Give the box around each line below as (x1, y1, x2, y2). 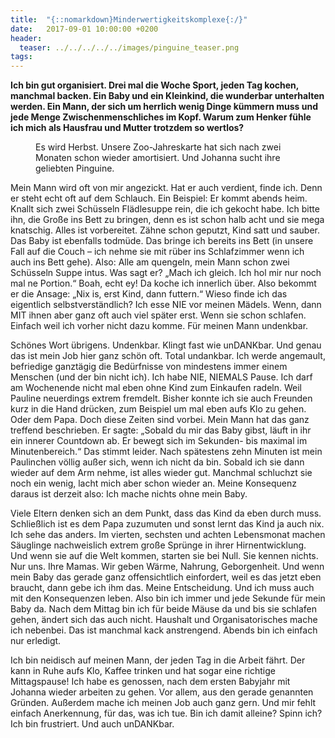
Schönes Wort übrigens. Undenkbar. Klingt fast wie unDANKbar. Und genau (10, 339, 322, 351)
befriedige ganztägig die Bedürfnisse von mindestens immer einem (10, 361, 288, 373)
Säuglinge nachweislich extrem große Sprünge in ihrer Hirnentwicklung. (10, 539, 307, 551)
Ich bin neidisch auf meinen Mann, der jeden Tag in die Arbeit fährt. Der (10, 654, 306, 666)
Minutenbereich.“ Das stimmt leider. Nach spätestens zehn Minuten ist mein (10, 446, 323, 458)
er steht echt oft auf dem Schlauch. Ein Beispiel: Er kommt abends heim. (10, 192, 308, 205)
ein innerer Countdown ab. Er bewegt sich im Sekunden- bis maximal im (10, 435, 308, 447)
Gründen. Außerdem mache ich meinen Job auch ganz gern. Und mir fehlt (10, 697, 317, 709)
